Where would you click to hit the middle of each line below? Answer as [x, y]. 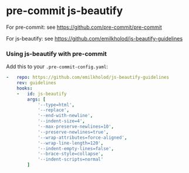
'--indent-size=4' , [61, 121]
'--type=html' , [56, 105]
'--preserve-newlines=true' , [73, 132]
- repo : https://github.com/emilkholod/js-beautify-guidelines [87, 78]
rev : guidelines [37, 83]
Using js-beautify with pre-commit [57, 54]
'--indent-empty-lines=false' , [76, 148]
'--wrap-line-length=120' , [70, 143]
